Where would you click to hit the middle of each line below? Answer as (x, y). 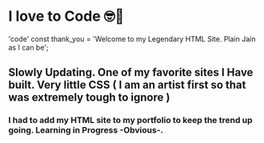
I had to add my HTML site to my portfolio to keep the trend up (131, 121)
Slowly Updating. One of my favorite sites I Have (131, 72)
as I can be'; (29, 47)
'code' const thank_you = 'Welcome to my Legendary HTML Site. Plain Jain (132, 38)
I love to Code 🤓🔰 (66, 16)
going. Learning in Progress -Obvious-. (86, 130)
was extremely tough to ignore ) (89, 98)
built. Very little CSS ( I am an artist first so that (127, 85)
